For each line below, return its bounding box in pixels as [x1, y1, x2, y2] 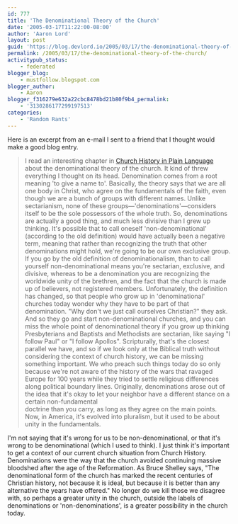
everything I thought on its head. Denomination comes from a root [24, 171, 217, 180]
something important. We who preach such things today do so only [24, 359, 221, 368]
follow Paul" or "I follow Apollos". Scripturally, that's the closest [24, 337, 210, 346]
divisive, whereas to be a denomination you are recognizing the [24, 269, 210, 278]
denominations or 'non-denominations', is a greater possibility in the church [7, 501, 228, 510]
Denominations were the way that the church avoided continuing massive [7, 456, 222, 465]
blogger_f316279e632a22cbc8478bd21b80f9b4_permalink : [7, 96, 170, 103]
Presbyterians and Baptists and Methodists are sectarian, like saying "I [24, 329, 231, 338]
